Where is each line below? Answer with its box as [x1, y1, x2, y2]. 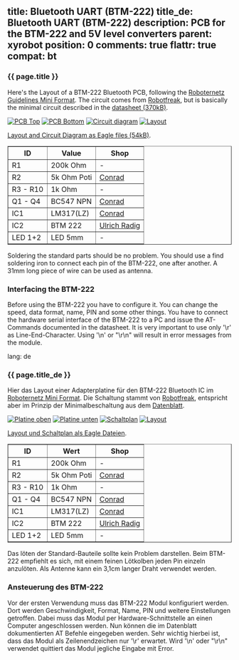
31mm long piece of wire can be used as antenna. [7, 266, 153, 275]
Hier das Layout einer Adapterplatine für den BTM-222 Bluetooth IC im [7, 386, 214, 395]
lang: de [7, 352, 31, 360]
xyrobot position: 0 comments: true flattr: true [7, 39, 217, 51]
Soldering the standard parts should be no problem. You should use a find [7, 251, 224, 260]
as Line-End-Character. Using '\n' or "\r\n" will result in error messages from [7, 330, 232, 339]
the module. [7, 338, 43, 347]
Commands [7, 323, 41, 331]
